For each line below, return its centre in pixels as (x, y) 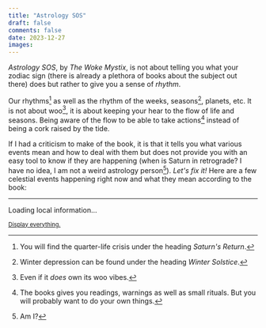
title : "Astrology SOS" (47, 15)
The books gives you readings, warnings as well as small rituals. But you (138, 292)
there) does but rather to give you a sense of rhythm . (95, 85)
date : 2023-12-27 (37, 38)
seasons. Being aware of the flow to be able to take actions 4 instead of (124, 119)
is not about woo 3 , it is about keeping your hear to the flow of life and (122, 110)
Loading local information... (53, 209)
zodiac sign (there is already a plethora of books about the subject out (123, 76)
